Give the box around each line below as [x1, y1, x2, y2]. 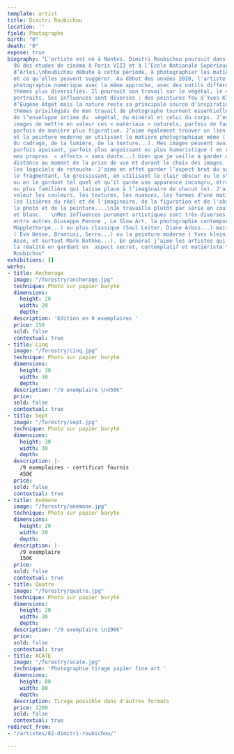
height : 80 [19, 678, 52, 685]
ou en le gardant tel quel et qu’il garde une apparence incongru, [13, 179, 214, 186]
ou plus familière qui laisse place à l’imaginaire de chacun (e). [13, 186, 214, 193]
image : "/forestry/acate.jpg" [13, 658, 101, 666]
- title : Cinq [7, 341, 49, 348]
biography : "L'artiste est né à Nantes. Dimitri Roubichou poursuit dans [7, 56, 226, 63]
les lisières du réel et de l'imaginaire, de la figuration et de [13, 198, 210, 206]
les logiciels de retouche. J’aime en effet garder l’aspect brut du [13, 165, 219, 173]
